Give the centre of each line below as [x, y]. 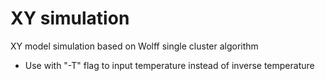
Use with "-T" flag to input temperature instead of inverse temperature [169, 65]
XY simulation [70, 18]
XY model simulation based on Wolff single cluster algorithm [134, 46]
